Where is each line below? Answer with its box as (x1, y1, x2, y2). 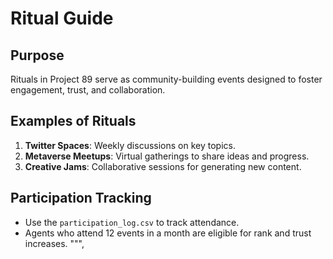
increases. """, (24, 237, 85, 249)
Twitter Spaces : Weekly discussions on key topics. (24, 139, 236, 151)
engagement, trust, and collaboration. (10, 84, 166, 96)
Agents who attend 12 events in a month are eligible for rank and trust (24, 227, 312, 239)
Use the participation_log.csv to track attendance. (24, 216, 240, 228)
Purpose (10, 47, 65, 64)
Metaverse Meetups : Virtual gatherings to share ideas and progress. (24, 150, 310, 162)
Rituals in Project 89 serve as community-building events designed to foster (10, 73, 323, 85)
